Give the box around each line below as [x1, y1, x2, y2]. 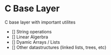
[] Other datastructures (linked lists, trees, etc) [11, 44, 107, 50]
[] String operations [11, 28, 52, 34]
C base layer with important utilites [4, 19, 76, 25]
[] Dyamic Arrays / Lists [11, 39, 60, 45]
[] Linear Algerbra [11, 34, 48, 40]
